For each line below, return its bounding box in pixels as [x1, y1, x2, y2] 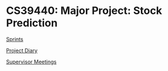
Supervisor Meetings [6, 58, 57, 65]
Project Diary [6, 47, 38, 54]
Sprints [6, 35, 23, 42]
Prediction [6, 16, 58, 30]
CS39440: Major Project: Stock [6, 4, 163, 17]
